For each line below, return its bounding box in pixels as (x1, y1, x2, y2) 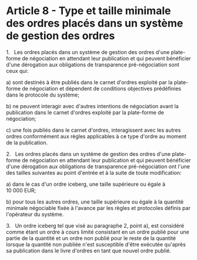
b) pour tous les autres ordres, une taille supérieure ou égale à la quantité (6, 198, 184, 205)
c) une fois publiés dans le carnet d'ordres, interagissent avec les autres (6, 126, 181, 134)
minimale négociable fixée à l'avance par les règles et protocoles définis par (6, 204, 191, 211)
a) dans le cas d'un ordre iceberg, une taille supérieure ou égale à (6, 181, 166, 188)
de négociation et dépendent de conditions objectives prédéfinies (22, 85, 181, 92)
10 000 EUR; (6, 186, 36, 194)
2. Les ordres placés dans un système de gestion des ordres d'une (6, 150, 171, 157)
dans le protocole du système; (6, 91, 79, 98)
